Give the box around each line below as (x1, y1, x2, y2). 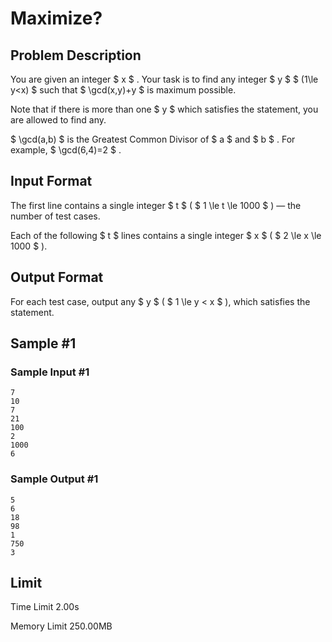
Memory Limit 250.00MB (10, 620, 113, 632)
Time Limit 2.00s (10, 601, 80, 613)
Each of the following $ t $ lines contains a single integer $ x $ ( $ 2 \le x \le (10, 229, 322, 241)
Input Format (10, 173, 93, 190)
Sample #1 (10, 335, 77, 352)
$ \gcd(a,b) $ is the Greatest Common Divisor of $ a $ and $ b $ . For (10, 133, 296, 145)
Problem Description (10, 47, 142, 64)
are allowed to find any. (10, 114, 107, 126)
